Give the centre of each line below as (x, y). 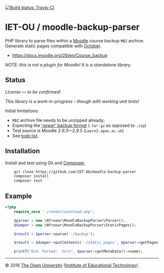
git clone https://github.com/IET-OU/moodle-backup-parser (75, 172)
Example (19, 196)
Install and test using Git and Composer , (45, 163)
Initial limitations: (22, 111)
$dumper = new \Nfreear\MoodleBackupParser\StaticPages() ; (75, 225)
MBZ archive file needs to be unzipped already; (58, 120)
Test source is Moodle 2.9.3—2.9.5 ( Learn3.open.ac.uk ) (68, 130)
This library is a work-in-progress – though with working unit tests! (72, 101)
